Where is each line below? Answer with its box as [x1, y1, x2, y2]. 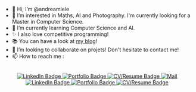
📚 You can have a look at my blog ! [11, 38, 98, 44]
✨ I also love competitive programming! [11, 31, 109, 38]
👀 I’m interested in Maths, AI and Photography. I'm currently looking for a [11, 12, 191, 19]
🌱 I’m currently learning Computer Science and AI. [11, 24, 135, 31]
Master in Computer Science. [11, 18, 84, 25]
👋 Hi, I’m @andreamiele [11, 6, 70, 12]
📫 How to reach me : [11, 53, 64, 60]
